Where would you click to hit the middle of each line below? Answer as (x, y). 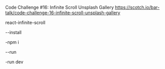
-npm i (12, 42)
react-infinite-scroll (25, 23)
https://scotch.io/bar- (137, 7)
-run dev (14, 62)
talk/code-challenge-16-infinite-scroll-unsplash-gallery (63, 13)
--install (13, 32)
